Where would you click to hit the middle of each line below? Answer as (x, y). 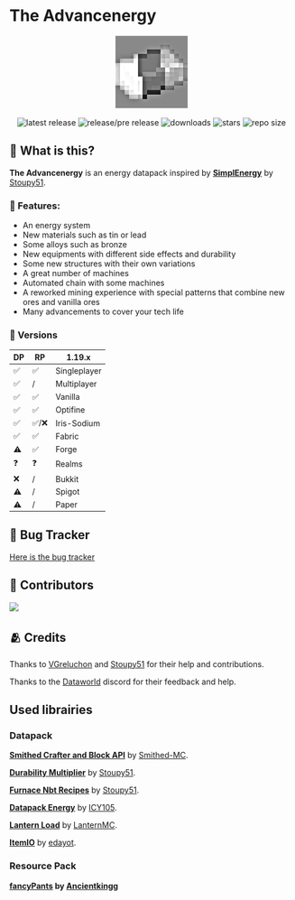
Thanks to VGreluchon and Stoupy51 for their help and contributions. (137, 663)
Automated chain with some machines (93, 283)
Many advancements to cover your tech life (103, 311)
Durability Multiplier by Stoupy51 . (73, 773)
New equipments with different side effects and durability (129, 255)
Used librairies (51, 710)
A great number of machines (75, 274)
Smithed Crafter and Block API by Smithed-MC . (99, 756)
